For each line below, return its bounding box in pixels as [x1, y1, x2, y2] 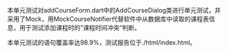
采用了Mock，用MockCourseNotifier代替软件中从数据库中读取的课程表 [7, 15, 210, 23]
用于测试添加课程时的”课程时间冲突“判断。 [19, 24, 141, 31]
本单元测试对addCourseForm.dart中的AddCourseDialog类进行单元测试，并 [7, 6, 221, 14]
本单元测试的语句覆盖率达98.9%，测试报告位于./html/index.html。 [7, 38, 197, 47]
